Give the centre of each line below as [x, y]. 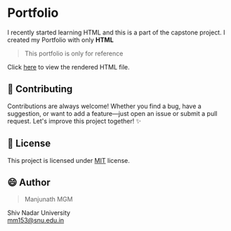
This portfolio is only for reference [74, 53]
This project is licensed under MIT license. [68, 160]
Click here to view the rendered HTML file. [68, 67]
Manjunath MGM [48, 199]
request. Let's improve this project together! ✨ [74, 121]
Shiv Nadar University [39, 213]
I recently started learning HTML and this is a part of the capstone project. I [116, 32]
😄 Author [29, 182]
